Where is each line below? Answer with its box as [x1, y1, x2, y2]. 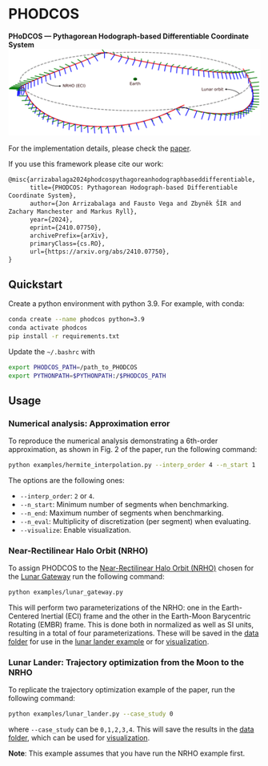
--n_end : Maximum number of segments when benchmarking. [19, 508, 224, 518]
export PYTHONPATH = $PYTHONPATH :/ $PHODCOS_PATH [8, 372, 166, 380]
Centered [8, 611, 40, 621]
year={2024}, [29, 216, 74, 224]
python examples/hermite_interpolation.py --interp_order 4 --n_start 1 [8, 462, 256, 470]
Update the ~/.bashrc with [8, 346, 96, 357]
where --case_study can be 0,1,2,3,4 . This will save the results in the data [8, 724, 254, 734]
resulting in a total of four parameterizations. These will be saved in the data [8, 628, 259, 638]
